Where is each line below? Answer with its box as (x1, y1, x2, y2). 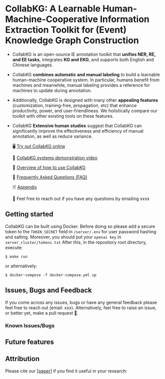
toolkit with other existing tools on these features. (12, 113, 114, 119)
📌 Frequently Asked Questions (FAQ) (12, 174, 87, 180)
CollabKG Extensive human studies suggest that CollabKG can (12, 123, 142, 129)
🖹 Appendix (12, 184, 37, 190)
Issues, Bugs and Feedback (5, 286, 92, 295)
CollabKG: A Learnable (5, 3, 101, 14)
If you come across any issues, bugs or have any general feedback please (5, 299, 158, 305)
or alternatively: (5, 263, 37, 269)
